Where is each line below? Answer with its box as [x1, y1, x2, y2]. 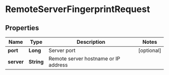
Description [76, 39, 106, 45]
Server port [48, 47, 76, 54]
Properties [5, 24, 39, 32]
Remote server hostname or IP [48, 55, 121, 62]
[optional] [138, 47, 161, 54]
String [28, 58, 44, 65]
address [48, 61, 68, 68]
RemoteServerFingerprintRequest [5, 4, 150, 15]
